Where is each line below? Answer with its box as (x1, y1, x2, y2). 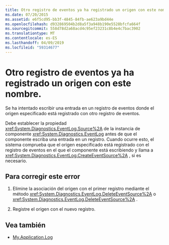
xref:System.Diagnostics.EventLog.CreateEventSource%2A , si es (5, 152, 141, 158)
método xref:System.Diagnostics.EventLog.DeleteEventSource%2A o (12, 191, 156, 197)
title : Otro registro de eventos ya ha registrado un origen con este (5, 7, 156, 13)
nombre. (5, 88, 42, 100)
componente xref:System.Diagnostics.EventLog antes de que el (5, 131, 137, 137)
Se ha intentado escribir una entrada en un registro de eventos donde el (5, 105, 154, 111)
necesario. (5, 158, 28, 164)
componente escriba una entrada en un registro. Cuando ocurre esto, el (5, 136, 154, 142)
